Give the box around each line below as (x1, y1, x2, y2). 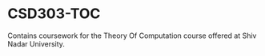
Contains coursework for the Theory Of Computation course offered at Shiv (7, 31, 257, 40)
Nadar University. (7, 39, 66, 48)
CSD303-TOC (7, 5, 101, 23)
